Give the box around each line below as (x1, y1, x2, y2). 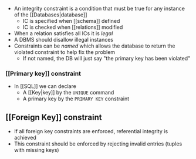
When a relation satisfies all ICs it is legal (13, 30, 113, 37)
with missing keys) (13, 147, 59, 154)
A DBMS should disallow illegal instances (13, 36, 114, 43)
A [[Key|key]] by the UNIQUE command (22, 89, 114, 96)
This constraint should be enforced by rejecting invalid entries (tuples (13, 140, 183, 147)
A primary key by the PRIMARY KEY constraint (22, 95, 130, 102)
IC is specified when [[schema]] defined (22, 18, 120, 24)
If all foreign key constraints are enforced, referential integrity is (13, 128, 168, 135)
